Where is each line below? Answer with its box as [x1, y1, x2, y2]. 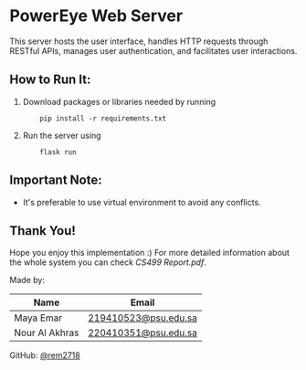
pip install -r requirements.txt [39, 113, 167, 123]
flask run [39, 147, 77, 156]
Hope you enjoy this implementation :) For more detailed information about [9, 248, 290, 259]
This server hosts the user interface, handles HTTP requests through [9, 36, 269, 47]
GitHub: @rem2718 [9, 350, 80, 361]
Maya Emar [14, 312, 63, 324]
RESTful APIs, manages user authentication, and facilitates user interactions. [9, 45, 298, 56]
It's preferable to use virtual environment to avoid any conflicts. [22, 196, 262, 207]
